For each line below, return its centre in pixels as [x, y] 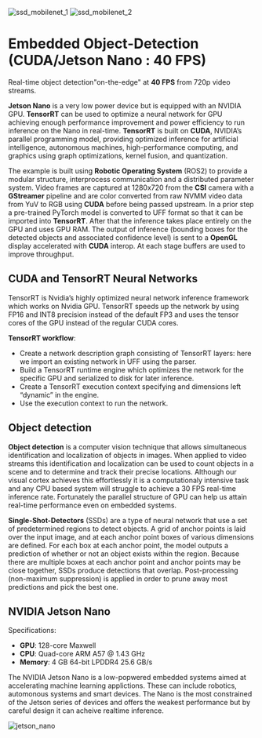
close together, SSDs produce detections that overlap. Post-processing [123, 570]
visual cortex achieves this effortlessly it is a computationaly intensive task [129, 480]
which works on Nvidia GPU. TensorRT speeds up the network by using [124, 306]
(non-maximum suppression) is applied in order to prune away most [118, 578]
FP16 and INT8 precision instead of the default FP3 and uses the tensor [124, 314]
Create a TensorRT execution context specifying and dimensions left [130, 386]
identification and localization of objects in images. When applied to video [127, 455]
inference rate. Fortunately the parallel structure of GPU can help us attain [127, 496]
